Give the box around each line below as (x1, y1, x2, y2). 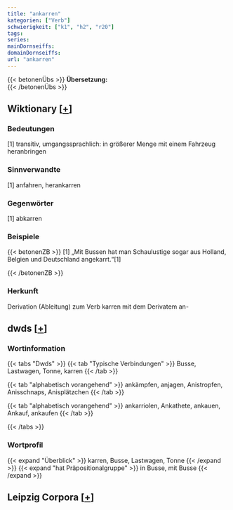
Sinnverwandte (7, 165, 61, 175)
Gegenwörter (7, 198, 54, 208)
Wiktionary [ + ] (7, 103, 72, 115)
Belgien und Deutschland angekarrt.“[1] (7, 255, 121, 264)
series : (7, 36, 30, 43)
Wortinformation (7, 343, 65, 353)
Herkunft (7, 286, 39, 296)
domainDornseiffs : (7, 50, 61, 57)
